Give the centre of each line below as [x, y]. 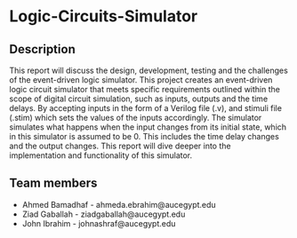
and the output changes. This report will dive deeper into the [120, 146]
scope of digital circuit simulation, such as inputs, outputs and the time [139, 99]
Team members [53, 183]
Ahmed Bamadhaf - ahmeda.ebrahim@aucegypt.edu [119, 204]
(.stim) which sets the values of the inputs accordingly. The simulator [136, 118]
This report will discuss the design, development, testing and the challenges [149, 70]
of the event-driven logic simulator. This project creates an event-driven [141, 80]
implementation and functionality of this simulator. [101, 155]
